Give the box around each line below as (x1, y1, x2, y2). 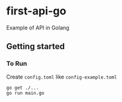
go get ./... (6, 85, 39, 91)
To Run (6, 59, 27, 68)
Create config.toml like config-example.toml (6, 73, 117, 80)
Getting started (6, 41, 65, 52)
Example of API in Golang (6, 24, 69, 31)
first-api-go (6, 4, 66, 18)
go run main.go (6, 90, 45, 96)
